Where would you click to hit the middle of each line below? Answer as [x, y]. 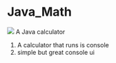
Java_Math [40, 12]
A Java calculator [40, 32]
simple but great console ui [56, 52]
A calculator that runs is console [63, 45]
